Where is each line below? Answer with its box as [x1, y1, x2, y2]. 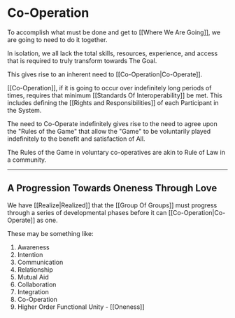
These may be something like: [7, 229, 94, 237]
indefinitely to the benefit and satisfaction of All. [7, 134, 145, 143]
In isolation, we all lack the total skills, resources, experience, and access [7, 49, 218, 57]
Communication [17, 258, 64, 266]
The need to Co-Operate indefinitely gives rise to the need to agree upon [7, 119, 218, 127]
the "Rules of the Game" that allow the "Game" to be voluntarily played [7, 127, 211, 135]
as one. [36, 216, 58, 224]
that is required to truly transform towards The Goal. [7, 56, 157, 64]
